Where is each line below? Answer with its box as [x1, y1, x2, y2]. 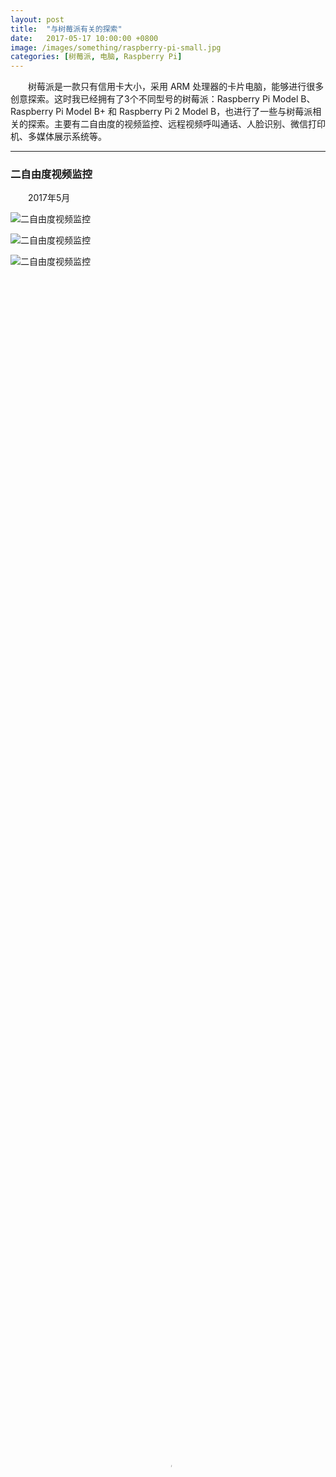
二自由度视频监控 [10, 167, 93, 181]
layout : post [10, 14, 65, 25]
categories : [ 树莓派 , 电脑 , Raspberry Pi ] [10, 52, 183, 62]
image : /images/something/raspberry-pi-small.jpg [10, 42, 222, 53]
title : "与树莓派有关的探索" [10, 24, 123, 34]
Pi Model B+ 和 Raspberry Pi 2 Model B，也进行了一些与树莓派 [55, 106, 313, 118]
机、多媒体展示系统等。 [10, 131, 107, 143]
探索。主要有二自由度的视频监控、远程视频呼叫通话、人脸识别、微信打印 [27, 118, 326, 130]
